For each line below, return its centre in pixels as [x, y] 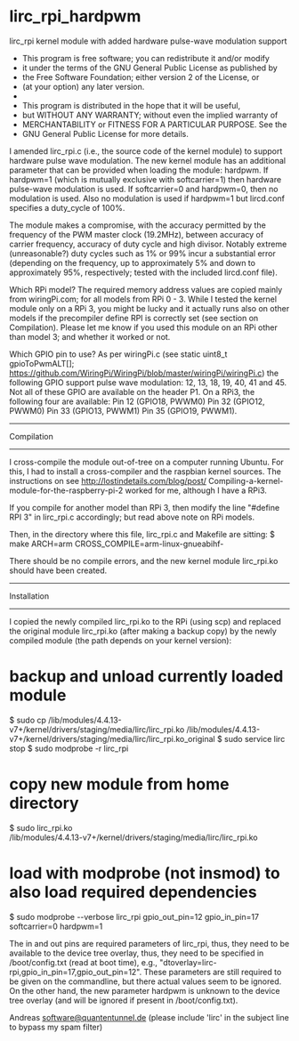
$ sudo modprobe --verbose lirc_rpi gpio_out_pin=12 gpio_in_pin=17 [134, 916]
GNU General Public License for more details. [105, 133]
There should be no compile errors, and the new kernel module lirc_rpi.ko [144, 561]
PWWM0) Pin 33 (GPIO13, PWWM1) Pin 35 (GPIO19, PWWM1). [123, 410]
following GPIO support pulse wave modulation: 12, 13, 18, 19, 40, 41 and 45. [148, 382]
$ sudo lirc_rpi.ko [41, 827]
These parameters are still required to [213, 972]
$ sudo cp [28, 720]
